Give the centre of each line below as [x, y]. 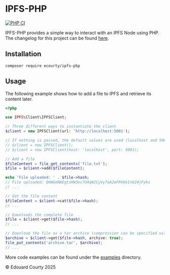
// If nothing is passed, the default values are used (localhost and [81, 141]
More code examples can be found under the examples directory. [73, 257]
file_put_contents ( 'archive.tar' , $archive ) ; [54, 243]
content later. [19, 99]
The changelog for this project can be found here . [57, 38]
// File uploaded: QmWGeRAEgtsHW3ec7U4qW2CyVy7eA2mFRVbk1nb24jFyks [78, 182]
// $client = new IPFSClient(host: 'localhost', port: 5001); [72, 150]
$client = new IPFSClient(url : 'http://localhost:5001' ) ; [68, 131]
